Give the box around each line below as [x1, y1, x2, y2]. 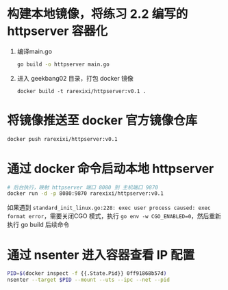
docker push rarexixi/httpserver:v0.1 [7, 135, 118, 142]
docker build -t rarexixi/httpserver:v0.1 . [16, 88, 147, 94]
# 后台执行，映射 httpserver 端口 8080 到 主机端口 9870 [7, 184, 159, 191]
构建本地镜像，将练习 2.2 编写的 [7, 6, 188, 22]
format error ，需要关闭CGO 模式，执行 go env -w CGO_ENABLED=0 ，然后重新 [7, 212, 221, 220]
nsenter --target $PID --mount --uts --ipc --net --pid [7, 276, 170, 284]
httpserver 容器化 [7, 23, 108, 39]
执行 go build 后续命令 [7, 220, 70, 229]
